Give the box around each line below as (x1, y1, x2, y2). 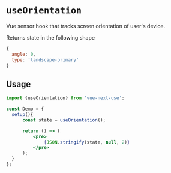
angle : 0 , (11, 51, 36, 57)
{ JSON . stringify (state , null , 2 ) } (44, 139, 130, 145)
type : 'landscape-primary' (11, 56, 79, 63)
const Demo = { (6, 106, 44, 112)
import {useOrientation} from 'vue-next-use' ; (6, 95, 125, 101)
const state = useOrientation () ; (22, 117, 106, 123)
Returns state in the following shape (6, 34, 95, 41)
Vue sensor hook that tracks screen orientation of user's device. (6, 22, 166, 29)
